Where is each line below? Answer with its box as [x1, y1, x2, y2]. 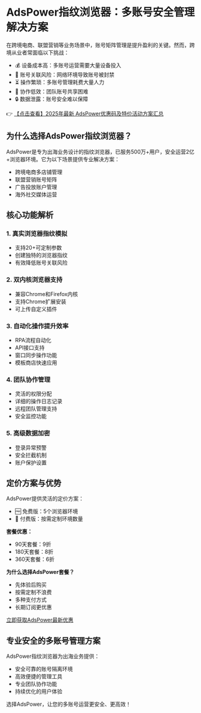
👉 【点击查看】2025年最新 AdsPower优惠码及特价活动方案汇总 [6, 110, 164, 117]
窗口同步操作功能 [14, 352, 57, 359]
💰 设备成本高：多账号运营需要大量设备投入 [14, 61, 121, 69]
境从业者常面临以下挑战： [6, 49, 69, 56]
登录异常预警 [14, 444, 47, 451]
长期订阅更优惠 [14, 603, 52, 611]
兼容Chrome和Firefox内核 [14, 290, 78, 297]
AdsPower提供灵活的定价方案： [6, 495, 84, 502]
